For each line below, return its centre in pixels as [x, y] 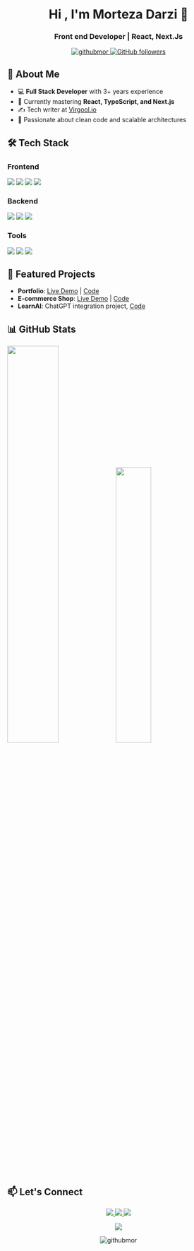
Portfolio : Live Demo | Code [58, 291]
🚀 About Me [34, 74]
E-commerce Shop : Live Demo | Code [73, 299]
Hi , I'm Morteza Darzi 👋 [119, 14]
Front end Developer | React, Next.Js [119, 37]
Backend [23, 201]
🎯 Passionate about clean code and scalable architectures [102, 120]
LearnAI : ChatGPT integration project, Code [81, 306]
